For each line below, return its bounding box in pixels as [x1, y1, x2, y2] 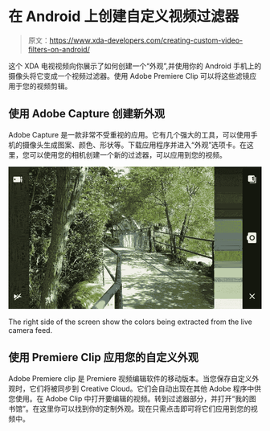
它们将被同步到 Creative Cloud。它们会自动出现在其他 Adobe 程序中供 [29, 384, 262, 393]
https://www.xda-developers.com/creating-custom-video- [49, 35, 243, 45]
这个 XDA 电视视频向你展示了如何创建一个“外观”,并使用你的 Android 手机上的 [8, 61, 262, 71]
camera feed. [8, 325, 53, 335]
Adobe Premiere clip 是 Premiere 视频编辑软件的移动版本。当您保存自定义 [8, 373, 252, 383]
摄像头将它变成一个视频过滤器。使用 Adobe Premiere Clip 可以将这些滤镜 [8, 71, 250, 80]
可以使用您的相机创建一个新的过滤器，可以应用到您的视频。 [29, 150, 227, 159]
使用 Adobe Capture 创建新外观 [8, 107, 166, 121]
